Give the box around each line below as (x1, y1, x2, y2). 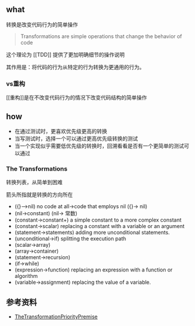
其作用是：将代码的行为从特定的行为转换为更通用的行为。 (6, 63, 145, 70)
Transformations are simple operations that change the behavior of (20, 32, 183, 40)
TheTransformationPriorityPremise (14, 313, 98, 320)
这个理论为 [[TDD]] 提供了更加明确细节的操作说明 (6, 51, 125, 58)
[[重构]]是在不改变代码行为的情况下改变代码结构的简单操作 (6, 94, 148, 101)
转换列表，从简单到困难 (6, 179, 63, 186)
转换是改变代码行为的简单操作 (6, 21, 78, 28)
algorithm (14, 273, 38, 280)
